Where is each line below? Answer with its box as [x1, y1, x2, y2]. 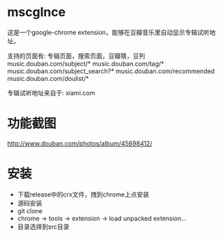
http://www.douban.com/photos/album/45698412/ [7, 139, 153, 147]
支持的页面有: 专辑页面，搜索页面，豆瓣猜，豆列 [7, 52, 145, 60]
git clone [17, 206, 43, 215]
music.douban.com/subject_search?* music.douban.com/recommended [7, 67, 215, 75]
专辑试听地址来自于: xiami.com [7, 89, 95, 97]
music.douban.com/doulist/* [7, 74, 89, 82]
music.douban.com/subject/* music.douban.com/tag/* [7, 59, 164, 68]
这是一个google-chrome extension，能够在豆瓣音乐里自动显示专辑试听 [7, 28, 210, 36]
